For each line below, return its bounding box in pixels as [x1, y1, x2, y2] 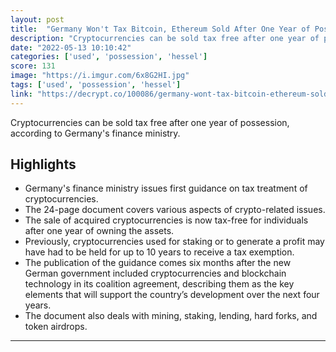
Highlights [10, 156, 77, 173]
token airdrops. [24, 321, 88, 333]
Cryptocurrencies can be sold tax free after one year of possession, [10, 116, 290, 128]
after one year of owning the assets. [24, 225, 175, 237]
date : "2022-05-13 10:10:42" [10, 42, 132, 53]
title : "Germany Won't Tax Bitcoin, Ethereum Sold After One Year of [10, 24, 311, 34]
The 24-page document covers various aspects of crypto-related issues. [24, 204, 326, 216]
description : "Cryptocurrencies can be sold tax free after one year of [10, 33, 320, 43]
